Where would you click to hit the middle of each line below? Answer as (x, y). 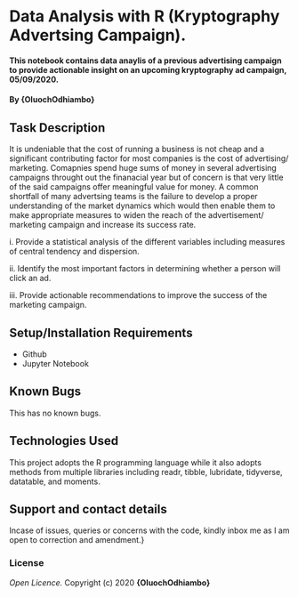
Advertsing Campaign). (98, 35)
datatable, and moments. (55, 481)
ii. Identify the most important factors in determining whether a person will (145, 269)
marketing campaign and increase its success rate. (103, 225)
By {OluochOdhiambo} (52, 100)
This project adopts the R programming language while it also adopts (136, 462)
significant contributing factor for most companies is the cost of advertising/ (149, 158)
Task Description (57, 128)
